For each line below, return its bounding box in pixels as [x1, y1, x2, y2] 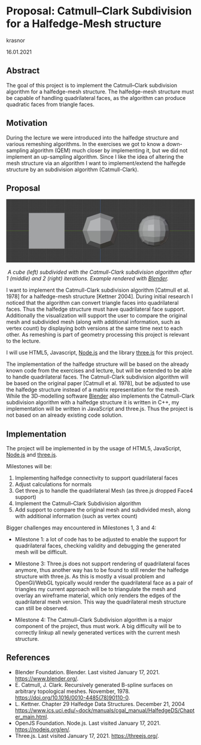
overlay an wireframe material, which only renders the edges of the [14, 592, 181, 599]
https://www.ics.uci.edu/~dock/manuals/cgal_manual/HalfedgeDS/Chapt [14, 707, 195, 714]
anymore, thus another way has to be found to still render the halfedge [14, 567, 189, 573]
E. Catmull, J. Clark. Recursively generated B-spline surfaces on [14, 681, 173, 688]
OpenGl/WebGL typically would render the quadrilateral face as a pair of [14, 579, 193, 586]
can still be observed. [14, 605, 69, 611]
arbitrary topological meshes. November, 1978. [14, 688, 130, 695]
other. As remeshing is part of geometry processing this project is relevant [6, 331, 190, 338]
